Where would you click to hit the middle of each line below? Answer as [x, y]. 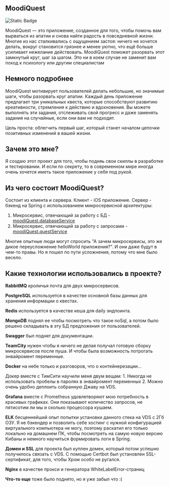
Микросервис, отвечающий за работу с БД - [61, 216]
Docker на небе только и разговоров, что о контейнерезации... [74, 366]
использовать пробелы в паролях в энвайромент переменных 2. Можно [84, 381]
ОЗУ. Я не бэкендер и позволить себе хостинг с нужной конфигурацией [83, 423]
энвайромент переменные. [35, 357]
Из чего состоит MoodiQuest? [55, 188]
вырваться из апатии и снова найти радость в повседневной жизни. [80, 36]
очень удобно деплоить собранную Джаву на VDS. [61, 387]
